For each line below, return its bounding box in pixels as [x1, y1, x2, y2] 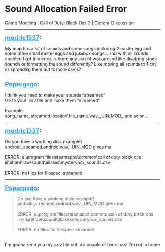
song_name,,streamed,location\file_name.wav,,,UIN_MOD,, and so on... [5, 113, 149, 119]
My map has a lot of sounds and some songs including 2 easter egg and [5, 45, 151, 51]
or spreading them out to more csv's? [5, 66, 81, 72]
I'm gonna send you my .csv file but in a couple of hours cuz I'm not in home [5, 241, 160, 247]
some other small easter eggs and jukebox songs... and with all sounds [5, 50, 149, 56]
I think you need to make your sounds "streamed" [5, 92, 106, 98]
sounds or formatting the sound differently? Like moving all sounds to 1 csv [5, 61, 157, 67]
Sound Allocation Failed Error [5, 3, 127, 15]
